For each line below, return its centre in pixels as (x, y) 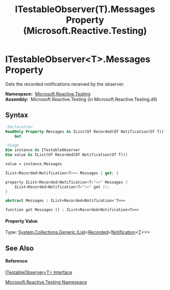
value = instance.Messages (34, 164)
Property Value (22, 221)
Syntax (17, 115)
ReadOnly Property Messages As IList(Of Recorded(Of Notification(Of (80, 132)
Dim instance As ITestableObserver (43, 150)
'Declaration (19, 127)
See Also (19, 248)
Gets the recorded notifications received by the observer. (65, 84)
